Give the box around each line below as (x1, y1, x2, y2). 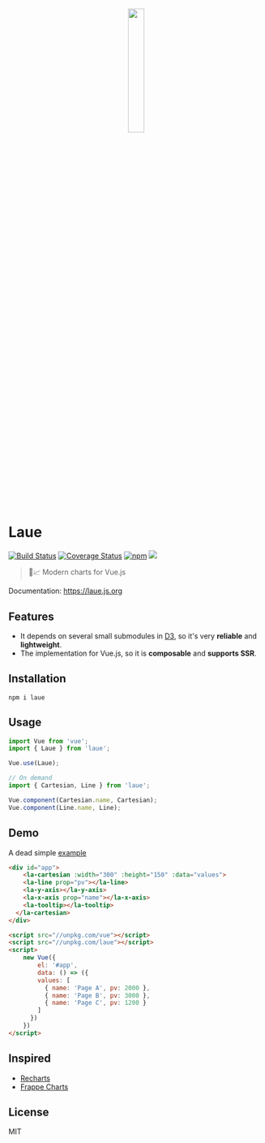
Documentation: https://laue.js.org (8, 586, 123, 596)
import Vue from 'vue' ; (8, 737, 89, 745)
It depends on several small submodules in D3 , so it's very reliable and (19, 630, 258, 641)
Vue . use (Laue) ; (8, 760, 60, 768)
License (8, 1105, 49, 1119)
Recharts (19, 1073, 51, 1083)
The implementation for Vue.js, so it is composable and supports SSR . (19, 648, 257, 658)
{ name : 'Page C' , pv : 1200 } (44, 999, 147, 1007)
